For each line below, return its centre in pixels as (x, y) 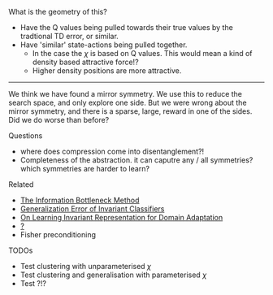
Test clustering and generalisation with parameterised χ (113, 275)
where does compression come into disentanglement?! (112, 151)
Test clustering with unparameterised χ (86, 266)
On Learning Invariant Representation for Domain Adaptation (121, 217)
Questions (26, 136)
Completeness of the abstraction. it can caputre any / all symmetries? (136, 160)
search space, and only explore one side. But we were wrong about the (128, 102)
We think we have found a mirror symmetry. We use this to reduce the (125, 94)
